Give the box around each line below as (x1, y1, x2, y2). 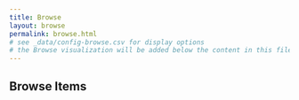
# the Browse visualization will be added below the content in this (9, 46, 273, 55)
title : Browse (9, 12, 62, 22)
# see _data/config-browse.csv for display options (9, 37, 205, 47)
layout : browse (9, 21, 66, 30)
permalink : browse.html (9, 29, 98, 38)
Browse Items (9, 79, 87, 94)
